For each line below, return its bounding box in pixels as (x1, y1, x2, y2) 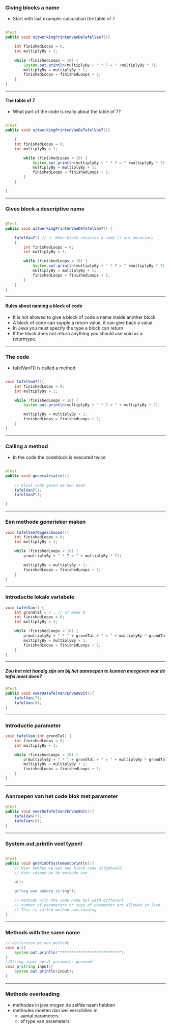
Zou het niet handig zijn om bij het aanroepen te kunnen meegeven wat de (5, 668, 165, 674)
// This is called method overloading (14, 907, 97, 912)
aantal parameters (20, 1013, 59, 1019)
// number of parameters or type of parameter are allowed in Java (14, 903, 160, 908)
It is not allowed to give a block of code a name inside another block (12, 314, 156, 320)
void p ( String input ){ (5, 964, 53, 969)
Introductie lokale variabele (5, 593, 75, 601)
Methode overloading (5, 990, 60, 997)
